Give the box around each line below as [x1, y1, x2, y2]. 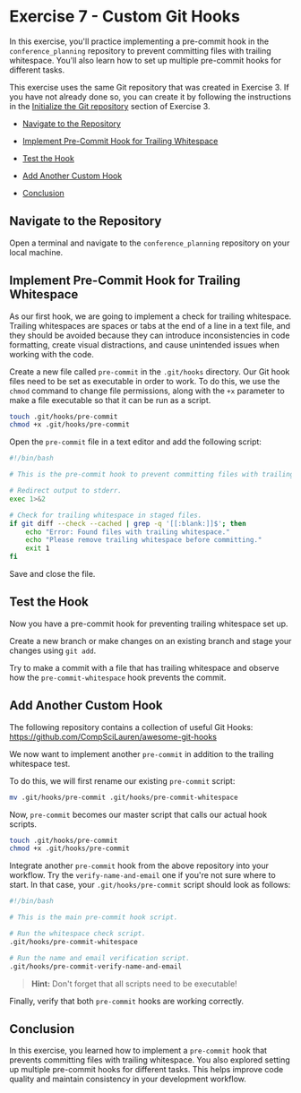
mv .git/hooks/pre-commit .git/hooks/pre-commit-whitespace [9, 793, 239, 802]
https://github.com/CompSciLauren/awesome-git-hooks [9, 731, 218, 742]
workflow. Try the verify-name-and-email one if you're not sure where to [9, 870, 276, 881]
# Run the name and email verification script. [9, 953, 191, 962]
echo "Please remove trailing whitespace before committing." [25, 536, 262, 545]
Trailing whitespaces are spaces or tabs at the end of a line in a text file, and [9, 320, 291, 331]
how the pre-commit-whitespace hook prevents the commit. [9, 672, 227, 683]
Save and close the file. [9, 569, 96, 580]
